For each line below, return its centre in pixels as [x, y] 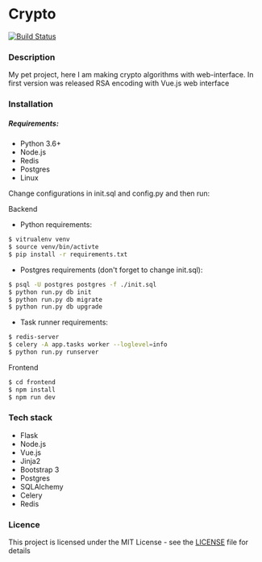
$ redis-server [34, 337]
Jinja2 [30, 461]
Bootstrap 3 [40, 469]
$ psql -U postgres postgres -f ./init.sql [83, 284]
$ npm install [32, 390]
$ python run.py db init [50, 292]
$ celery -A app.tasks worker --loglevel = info [88, 345]
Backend [23, 209]
